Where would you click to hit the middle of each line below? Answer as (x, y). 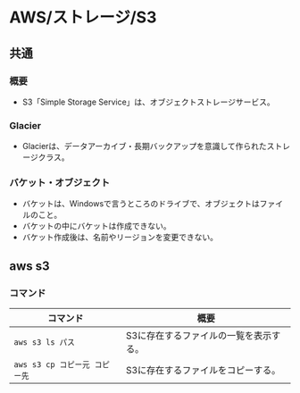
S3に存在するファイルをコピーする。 (204, 371)
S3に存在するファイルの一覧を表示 (199, 336)
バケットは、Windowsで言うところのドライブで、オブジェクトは (141, 204)
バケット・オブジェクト (59, 183)
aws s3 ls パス (45, 343)
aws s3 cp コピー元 (52, 365)
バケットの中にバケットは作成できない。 (96, 226)
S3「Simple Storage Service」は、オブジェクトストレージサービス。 (148, 102)
